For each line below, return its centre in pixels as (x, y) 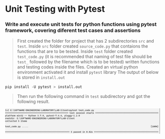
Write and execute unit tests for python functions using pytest (81, 24)
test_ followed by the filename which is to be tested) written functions (88, 62)
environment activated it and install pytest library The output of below (88, 72)
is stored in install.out (41, 77)
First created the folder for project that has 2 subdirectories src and (85, 41)
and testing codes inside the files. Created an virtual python (78, 67)
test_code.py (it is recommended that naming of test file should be (84, 57)
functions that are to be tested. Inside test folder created (75, 51)
